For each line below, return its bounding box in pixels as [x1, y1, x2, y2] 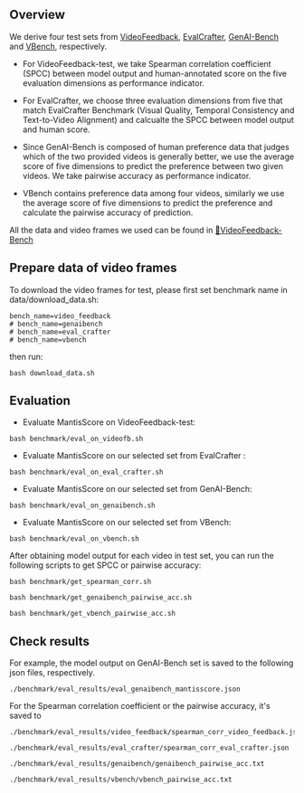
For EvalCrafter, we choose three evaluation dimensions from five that [22, 95, 283, 106]
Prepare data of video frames [9, 260, 178, 276]
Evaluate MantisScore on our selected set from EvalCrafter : [22, 450, 246, 461]
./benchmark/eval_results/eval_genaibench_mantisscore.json [9, 684, 242, 694]
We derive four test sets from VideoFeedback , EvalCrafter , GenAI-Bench [9, 31, 279, 42]
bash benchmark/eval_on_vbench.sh [9, 534, 140, 543]
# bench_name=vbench [9, 335, 88, 345]
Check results [9, 633, 90, 649]
